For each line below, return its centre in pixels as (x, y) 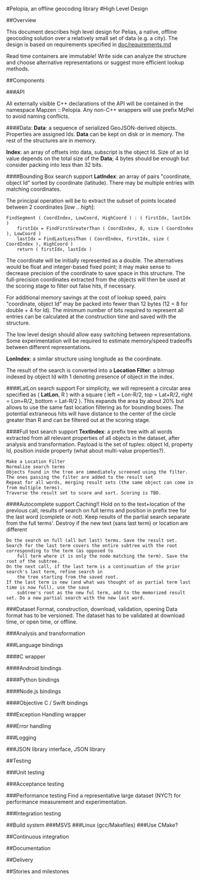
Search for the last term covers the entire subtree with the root (92, 546)
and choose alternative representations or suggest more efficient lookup (95, 62)
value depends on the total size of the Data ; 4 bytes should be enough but (98, 158)
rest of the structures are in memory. (51, 140)
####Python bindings (33, 680)
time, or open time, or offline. (42, 622)
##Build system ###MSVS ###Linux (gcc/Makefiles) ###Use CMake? (92, 825)
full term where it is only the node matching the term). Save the (102, 556)
